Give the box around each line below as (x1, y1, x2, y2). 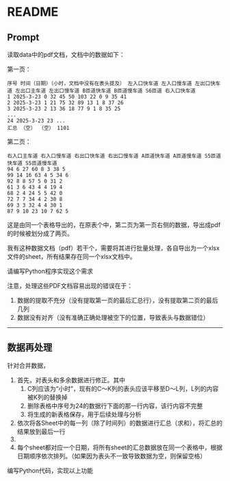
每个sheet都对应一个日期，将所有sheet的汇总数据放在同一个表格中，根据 (16, 443, 222, 451)
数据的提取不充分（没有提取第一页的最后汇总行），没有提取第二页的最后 (16, 296, 218, 304)
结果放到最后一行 (16, 427, 66, 436)
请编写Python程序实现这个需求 (7, 267, 94, 275)
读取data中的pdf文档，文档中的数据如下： (7, 51, 125, 58)
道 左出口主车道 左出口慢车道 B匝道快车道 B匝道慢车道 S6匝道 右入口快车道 (7, 87, 196, 94)
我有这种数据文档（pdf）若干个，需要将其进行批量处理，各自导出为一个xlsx (7, 244, 220, 252)
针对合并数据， (7, 361, 49, 369)
